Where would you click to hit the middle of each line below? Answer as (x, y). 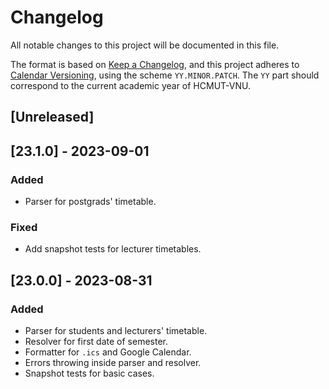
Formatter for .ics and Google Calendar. (108, 352)
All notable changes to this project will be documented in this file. (145, 45)
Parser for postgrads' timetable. (90, 202)
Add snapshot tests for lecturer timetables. (113, 249)
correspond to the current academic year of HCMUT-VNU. (130, 85)
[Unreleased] (52, 117)
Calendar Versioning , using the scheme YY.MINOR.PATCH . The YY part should (165, 75)
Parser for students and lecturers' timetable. (116, 330)
